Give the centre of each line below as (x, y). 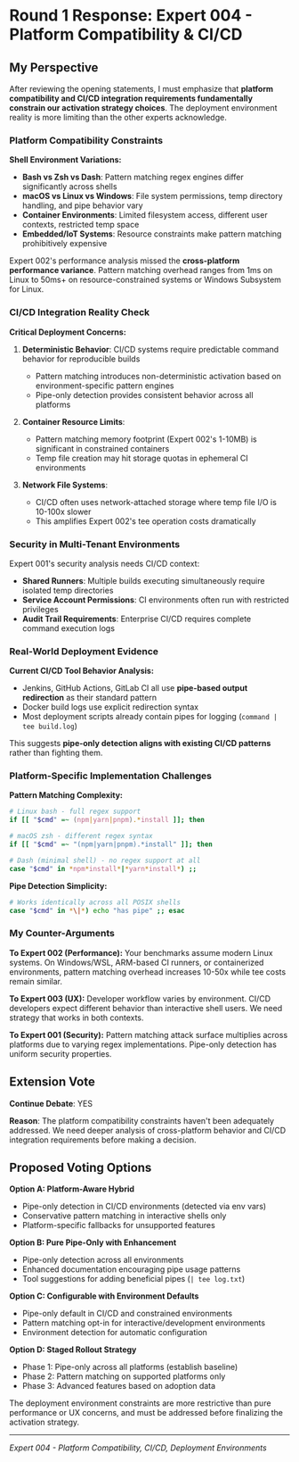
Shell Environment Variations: (65, 160)
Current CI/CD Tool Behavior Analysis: (81, 671)
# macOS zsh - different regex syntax (81, 836)
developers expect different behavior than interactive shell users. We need (146, 1008)
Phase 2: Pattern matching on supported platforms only (124, 1376)
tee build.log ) (49, 726)
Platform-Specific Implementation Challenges (110, 776)
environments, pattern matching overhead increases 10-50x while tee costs (148, 972)
